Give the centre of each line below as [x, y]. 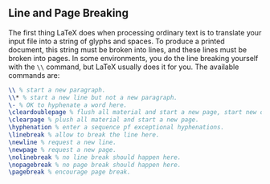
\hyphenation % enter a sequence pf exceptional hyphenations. [117, 128]
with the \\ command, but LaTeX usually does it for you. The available [124, 67]
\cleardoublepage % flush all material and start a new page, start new [133, 112]
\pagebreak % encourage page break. [70, 172]
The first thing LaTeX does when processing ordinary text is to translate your [135, 32]
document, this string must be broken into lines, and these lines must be [128, 49]
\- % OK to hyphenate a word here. [68, 105]
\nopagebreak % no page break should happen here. [95, 165]
